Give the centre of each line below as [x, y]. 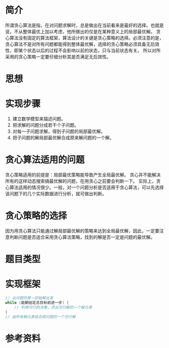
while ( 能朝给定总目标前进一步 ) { [37, 303]
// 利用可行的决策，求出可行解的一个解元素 [53, 307]
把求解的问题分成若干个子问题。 [46, 125]
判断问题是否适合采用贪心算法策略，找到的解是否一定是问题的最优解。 [82, 237]
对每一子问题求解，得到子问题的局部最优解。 [59, 131]
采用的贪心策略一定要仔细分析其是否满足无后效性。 [58, 56]
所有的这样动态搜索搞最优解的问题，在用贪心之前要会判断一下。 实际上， [81, 181]
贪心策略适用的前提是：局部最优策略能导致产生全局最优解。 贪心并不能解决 [83, 175]
